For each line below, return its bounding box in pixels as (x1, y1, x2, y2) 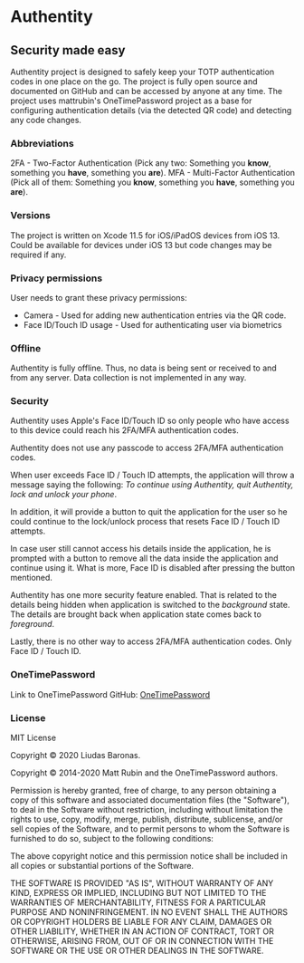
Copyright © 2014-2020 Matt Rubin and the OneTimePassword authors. (10, 767, 279, 778)
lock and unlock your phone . (10, 489, 117, 500)
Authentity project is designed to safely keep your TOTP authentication (10, 66, 275, 77)
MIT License (10, 732, 57, 744)
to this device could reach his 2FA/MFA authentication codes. (10, 425, 239, 436)
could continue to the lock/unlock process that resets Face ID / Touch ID (10, 516, 280, 527)
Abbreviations (10, 137, 75, 149)
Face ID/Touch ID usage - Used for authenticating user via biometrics (23, 319, 282, 330)
